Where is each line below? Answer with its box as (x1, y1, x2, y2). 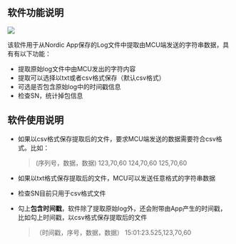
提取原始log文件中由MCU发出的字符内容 (17, 64, 136, 73)
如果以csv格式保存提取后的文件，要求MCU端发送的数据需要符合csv (17, 134, 216, 143)
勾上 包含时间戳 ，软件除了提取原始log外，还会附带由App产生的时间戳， (17, 204, 227, 213)
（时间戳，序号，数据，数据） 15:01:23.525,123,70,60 (35, 228, 192, 237)
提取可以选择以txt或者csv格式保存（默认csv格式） (17, 73, 165, 82)
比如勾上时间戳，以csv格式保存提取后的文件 (17, 213, 148, 221)
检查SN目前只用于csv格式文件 (17, 188, 106, 198)
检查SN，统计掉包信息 (17, 91, 83, 100)
